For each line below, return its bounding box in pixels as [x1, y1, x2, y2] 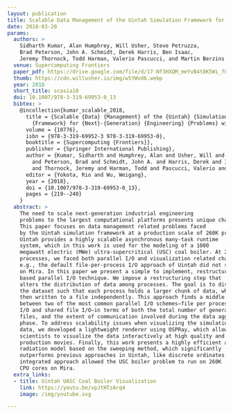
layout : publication [7, 10, 67, 17]
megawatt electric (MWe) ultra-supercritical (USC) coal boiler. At [19, 249, 222, 256]
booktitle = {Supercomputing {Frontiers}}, [25, 139, 154, 146]
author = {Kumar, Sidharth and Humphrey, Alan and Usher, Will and [25, 152, 225, 159]
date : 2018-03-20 [7, 23, 58, 30]
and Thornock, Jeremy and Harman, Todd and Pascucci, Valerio [32, 164, 216, 172]
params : [7, 29, 30, 37]
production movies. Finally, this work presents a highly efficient [19, 339, 222, 346]
